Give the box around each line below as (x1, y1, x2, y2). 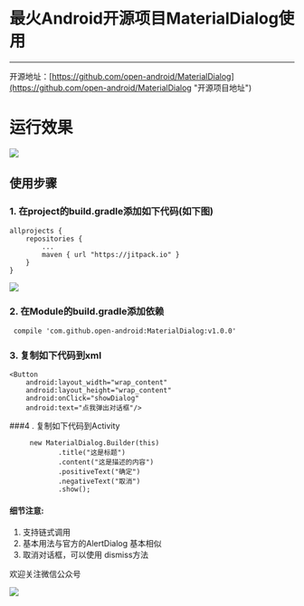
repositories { (25, 234, 83, 243)
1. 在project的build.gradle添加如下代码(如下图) (9, 205, 214, 218)
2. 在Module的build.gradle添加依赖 (9, 305, 165, 317)
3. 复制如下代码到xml (9, 349, 102, 362)
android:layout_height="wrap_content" (25, 386, 172, 395)
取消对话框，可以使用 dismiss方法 (22, 549, 149, 561)
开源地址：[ (9, 71, 52, 81)
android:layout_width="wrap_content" (25, 378, 168, 387)
